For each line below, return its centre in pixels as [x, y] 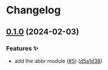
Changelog [33, 10]
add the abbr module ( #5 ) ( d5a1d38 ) [58, 61]
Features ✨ [22, 48]
